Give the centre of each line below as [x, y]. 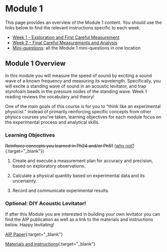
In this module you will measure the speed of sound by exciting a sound [79, 76]
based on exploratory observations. [49, 166]
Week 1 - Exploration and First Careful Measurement [66, 37]
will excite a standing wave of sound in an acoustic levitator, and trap [76, 86]
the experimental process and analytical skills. [52, 122]
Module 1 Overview [36, 63]
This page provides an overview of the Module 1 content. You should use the [83, 22]
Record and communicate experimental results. [61, 191]
